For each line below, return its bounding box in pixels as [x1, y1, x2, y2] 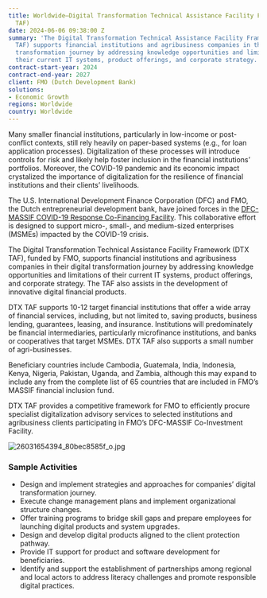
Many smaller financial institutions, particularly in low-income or [8, 130, 218, 139]
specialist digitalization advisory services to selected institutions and [8, 410, 233, 418]
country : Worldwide [8, 108, 73, 116]
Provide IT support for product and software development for [19, 547, 221, 557]
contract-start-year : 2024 [8, 64, 98, 72]
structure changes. [19, 505, 82, 515]
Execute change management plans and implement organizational [19, 496, 236, 506]
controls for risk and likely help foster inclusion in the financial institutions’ [8, 155, 250, 164]
